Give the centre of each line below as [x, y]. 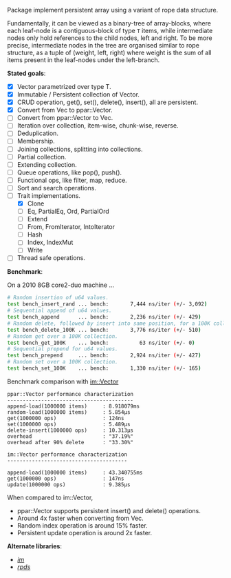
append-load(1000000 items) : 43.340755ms [75, 472]
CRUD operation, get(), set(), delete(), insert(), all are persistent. [107, 102]
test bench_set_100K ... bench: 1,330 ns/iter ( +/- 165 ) [104, 368]
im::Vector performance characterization [67, 455]
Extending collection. [47, 164]
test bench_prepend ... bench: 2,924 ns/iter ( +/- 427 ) [104, 356]
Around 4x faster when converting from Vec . [80, 518]
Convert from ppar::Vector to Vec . [65, 118]
